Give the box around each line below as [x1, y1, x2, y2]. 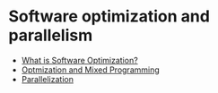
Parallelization [21, 73, 74, 84]
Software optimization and [8, 6, 210, 27]
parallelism [8, 25, 93, 46]
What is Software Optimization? [21, 55, 138, 65]
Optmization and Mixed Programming [21, 64, 161, 75]
